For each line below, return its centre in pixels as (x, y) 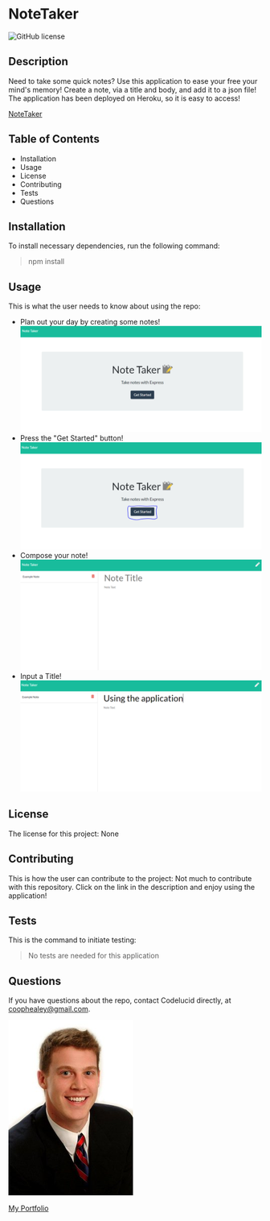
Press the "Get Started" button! (72, 438)
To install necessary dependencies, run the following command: (114, 246)
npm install (46, 262)
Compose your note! (54, 556)
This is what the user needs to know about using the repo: (104, 306)
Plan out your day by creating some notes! (90, 322)
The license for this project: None (63, 834)
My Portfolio (29, 1208)
